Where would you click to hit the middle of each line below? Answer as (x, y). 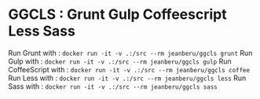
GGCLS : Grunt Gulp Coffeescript (117, 15)
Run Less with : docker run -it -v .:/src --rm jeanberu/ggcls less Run (127, 78)
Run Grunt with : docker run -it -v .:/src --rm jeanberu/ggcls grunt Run (130, 53)
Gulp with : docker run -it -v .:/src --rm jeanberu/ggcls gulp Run (120, 61)
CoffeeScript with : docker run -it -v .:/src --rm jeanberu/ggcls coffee (129, 69)
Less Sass (42, 31)
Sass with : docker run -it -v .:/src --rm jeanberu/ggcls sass (113, 86)
